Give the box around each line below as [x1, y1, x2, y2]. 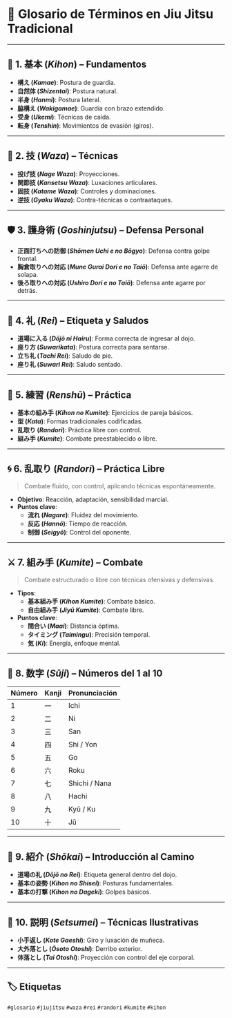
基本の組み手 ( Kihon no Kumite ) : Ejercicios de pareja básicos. [17, 409, 193, 416]
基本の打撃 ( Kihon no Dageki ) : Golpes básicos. [17, 887, 152, 896]
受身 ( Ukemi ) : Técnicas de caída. [17, 113, 112, 121]
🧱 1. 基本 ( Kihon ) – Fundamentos [7, 59, 147, 70]
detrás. [17, 287, 38, 295]
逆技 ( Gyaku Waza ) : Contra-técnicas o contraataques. [17, 195, 173, 204]
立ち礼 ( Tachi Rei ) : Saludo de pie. [17, 352, 113, 360]
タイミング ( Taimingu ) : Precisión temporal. [27, 630, 151, 638]
